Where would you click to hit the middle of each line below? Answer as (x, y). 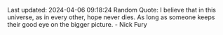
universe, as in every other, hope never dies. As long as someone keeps (111, 17)
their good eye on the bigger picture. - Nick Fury (77, 24)
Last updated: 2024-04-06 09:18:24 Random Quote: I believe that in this (111, 10)
